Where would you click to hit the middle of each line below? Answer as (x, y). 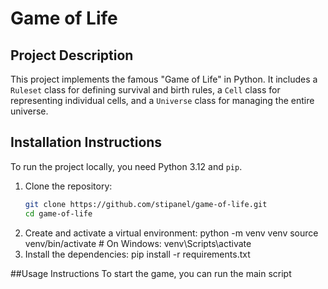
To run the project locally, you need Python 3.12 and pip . (126, 166)
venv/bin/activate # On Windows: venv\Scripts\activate (138, 243)
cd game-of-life (58, 213)
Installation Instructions (86, 142)
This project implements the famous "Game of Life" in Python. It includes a (164, 79)
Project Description (72, 55)
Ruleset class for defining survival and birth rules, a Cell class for (145, 90)
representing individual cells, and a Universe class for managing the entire (162, 100)
